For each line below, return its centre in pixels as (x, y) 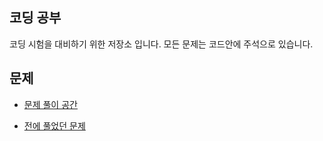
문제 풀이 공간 (50, 104)
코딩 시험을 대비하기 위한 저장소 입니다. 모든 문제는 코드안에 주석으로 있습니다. (161, 44)
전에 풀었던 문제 (54, 125)
